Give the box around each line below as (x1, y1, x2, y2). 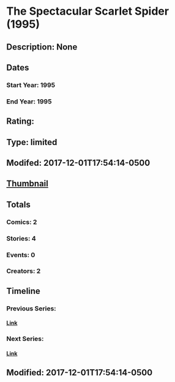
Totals (6, 199, 31, 209)
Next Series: (6, 335, 44, 343)
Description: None (6, 42, 78, 52)
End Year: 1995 (6, 97, 52, 105)
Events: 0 (6, 250, 35, 259)
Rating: (6, 116, 35, 127)
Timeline (6, 286, 41, 296)
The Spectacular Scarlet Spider (6, 4, 169, 18)
